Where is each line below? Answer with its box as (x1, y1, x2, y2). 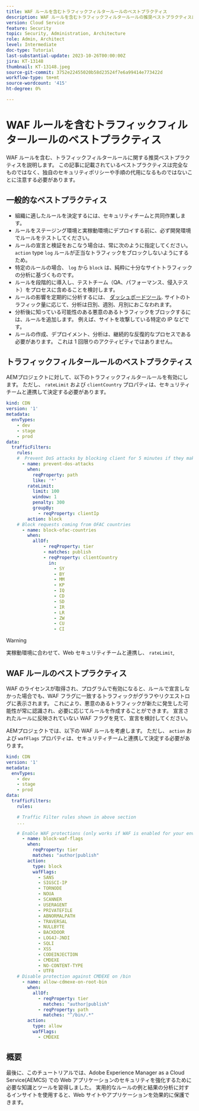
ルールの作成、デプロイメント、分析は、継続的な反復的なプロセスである (14, 330, 191, 338)
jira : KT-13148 (6, 58, 44, 64)
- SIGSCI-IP (37, 880, 68, 886)
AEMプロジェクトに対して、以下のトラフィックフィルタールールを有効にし (6, 374, 188, 381)
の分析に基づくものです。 (14, 271, 77, 278)
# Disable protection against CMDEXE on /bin (17, 974, 131, 979)
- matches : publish (43, 549, 92, 555)
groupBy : (32, 505, 54, 511)
